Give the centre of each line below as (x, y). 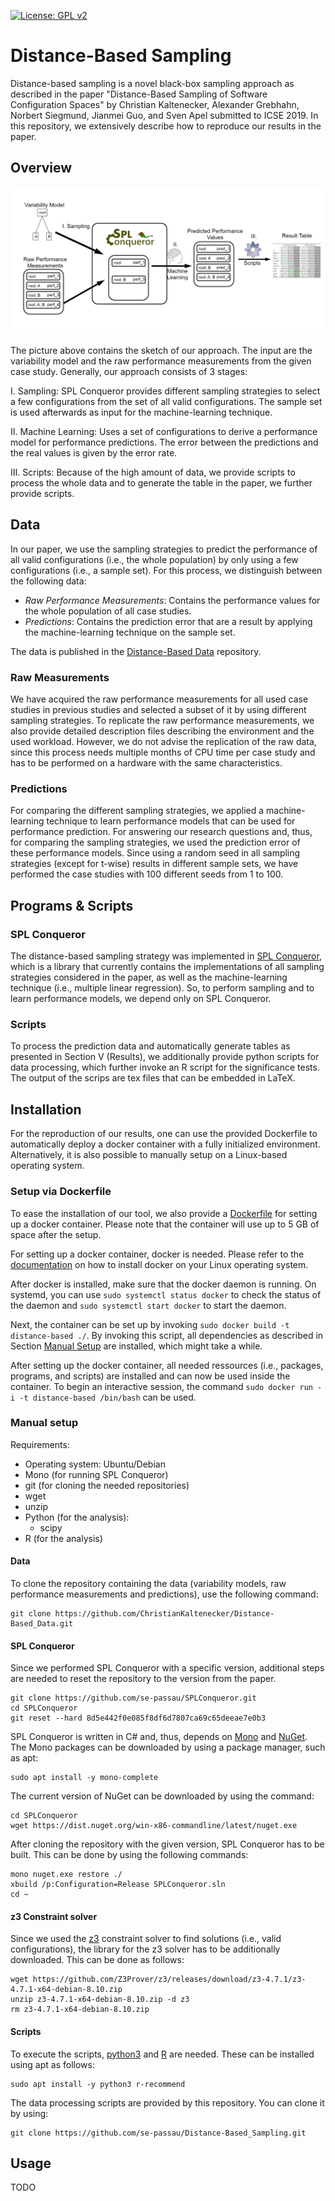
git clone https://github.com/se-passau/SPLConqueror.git (133, 1698)
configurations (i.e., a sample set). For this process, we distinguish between (166, 570)
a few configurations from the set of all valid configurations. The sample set (166, 401)
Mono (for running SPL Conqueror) (96, 1474)
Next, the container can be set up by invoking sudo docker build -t (150, 1324)
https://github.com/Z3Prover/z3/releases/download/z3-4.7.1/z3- (169, 1980)
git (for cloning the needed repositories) (107, 1485)
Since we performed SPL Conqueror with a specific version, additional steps (167, 1668)
